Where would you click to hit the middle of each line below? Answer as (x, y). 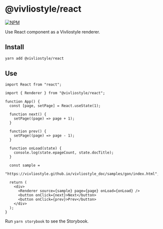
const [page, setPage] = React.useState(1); (55, 106)
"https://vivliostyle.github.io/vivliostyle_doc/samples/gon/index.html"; (82, 174)
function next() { (28, 114)
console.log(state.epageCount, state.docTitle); (64, 153)
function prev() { (28, 132)
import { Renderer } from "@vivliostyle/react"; (55, 93)
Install (15, 47)
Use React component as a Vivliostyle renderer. (53, 32)
